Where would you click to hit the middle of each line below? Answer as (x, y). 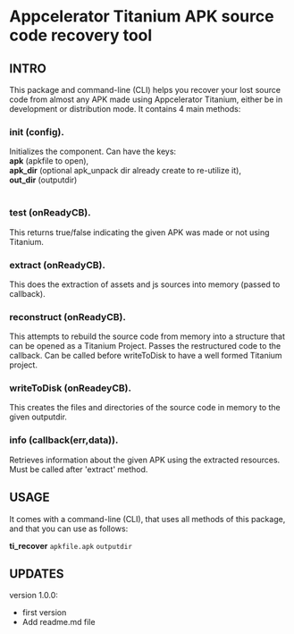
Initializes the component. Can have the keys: (93, 152)
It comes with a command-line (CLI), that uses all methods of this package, (147, 519)
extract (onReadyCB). (57, 265)
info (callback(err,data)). (64, 440)
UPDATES (37, 574)
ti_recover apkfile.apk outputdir (71, 545)
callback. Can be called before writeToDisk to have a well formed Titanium (146, 356)
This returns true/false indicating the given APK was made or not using (139, 232)
